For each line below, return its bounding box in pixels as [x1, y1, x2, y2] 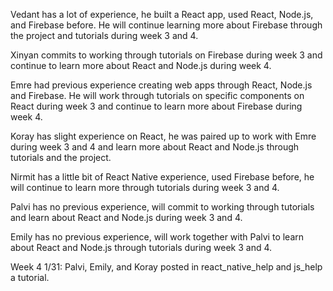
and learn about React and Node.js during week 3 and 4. [10, 212, 243, 223]
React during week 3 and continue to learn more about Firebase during [10, 100, 303, 112]
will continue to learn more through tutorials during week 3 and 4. [10, 182, 280, 193]
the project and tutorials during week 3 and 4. [10, 30, 199, 41]
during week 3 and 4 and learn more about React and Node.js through [10, 141, 300, 153]
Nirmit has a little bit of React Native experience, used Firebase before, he [10, 171, 315, 183]
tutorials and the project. [10, 152, 112, 163]
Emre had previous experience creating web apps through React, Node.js [10, 79, 313, 91]
